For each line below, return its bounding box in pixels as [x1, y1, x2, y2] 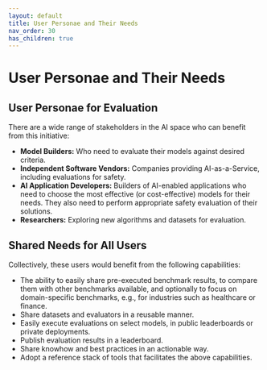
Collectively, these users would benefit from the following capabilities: [8, 260, 241, 270]
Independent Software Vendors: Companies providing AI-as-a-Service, [19, 164, 260, 173]
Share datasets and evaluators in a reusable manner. [19, 310, 195, 319]
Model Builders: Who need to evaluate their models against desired [19, 147, 245, 156]
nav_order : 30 [8, 27, 56, 35]
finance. [19, 301, 47, 311]
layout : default [8, 11, 63, 20]
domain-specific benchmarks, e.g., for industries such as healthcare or [19, 293, 256, 302]
